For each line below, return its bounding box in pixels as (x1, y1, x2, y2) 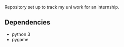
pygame (11, 36, 29, 42)
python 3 (11, 31, 31, 37)
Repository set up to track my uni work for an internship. (4, 4, 120, 10)
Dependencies (4, 18, 50, 26)
